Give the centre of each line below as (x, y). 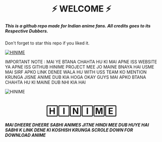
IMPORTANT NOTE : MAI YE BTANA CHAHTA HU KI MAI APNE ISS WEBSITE (81, 62)
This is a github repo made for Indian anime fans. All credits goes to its (78, 26)
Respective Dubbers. (27, 31)
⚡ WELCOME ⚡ (81, 9)
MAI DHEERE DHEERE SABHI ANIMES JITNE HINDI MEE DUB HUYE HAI (77, 125)
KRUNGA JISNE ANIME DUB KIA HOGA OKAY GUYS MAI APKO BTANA (76, 77)
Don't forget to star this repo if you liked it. (47, 43)
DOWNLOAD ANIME (25, 135)
